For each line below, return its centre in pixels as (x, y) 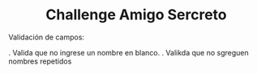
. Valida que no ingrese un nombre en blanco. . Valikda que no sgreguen (128, 52)
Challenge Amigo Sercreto (136, 15)
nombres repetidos (40, 61)
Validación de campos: (47, 37)
